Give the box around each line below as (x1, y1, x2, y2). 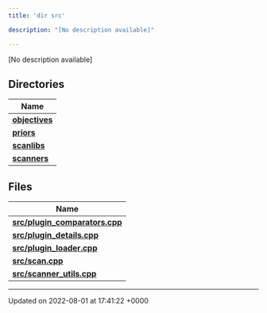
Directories (8, 77, 65, 91)
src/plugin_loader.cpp (12, 242, 98, 254)
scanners (12, 153, 49, 164)
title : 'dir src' (8, 11, 66, 20)
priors (12, 128, 36, 139)
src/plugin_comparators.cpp (12, 217, 122, 228)
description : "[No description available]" (8, 25, 155, 34)
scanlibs (12, 140, 45, 151)
